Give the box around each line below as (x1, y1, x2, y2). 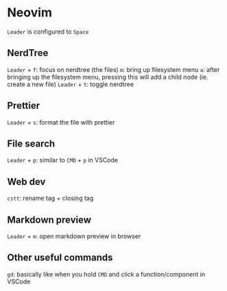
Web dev (7, 176, 46, 188)
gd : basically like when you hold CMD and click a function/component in (7, 270, 206, 278)
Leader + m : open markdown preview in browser (7, 232, 141, 240)
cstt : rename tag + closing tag (7, 194, 94, 203)
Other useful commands (7, 252, 113, 264)
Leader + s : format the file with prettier (7, 118, 115, 126)
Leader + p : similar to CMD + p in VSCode (7, 156, 119, 164)
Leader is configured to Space (7, 27, 89, 36)
